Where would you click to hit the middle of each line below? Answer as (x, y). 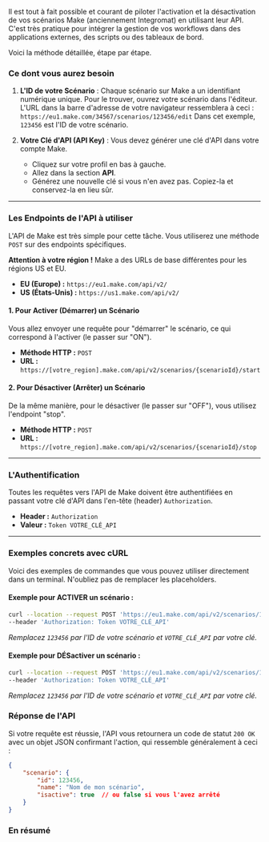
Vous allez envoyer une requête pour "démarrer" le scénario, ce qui (120, 328)
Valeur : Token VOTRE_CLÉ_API (68, 525)
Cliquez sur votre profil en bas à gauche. (99, 164)
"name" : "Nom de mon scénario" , (91, 788)
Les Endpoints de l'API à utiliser (71, 218)
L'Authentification (44, 474)
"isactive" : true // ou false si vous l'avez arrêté (128, 795)
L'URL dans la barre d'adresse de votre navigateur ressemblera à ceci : (137, 108)
